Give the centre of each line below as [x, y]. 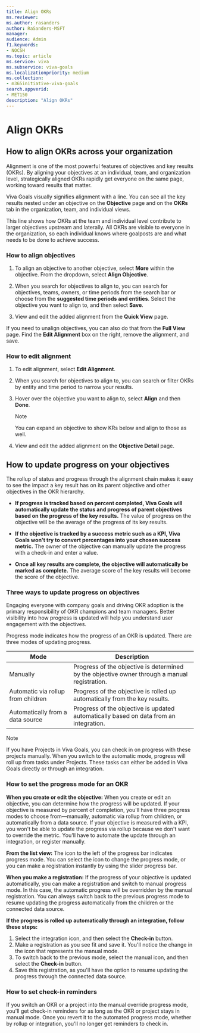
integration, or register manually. [46, 841]
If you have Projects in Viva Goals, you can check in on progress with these [99, 750]
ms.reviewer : [22, 17]
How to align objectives [41, 255]
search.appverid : [28, 89]
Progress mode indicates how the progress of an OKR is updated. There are [99, 636]
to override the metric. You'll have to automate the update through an [91, 835]
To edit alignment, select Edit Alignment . [65, 369]
